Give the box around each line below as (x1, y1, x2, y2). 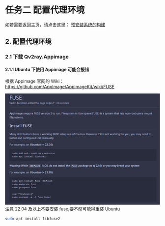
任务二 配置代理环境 (5, 4, 85, 16)
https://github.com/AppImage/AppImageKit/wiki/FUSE (5, 84, 114, 90)
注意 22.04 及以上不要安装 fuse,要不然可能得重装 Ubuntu (5, 206, 120, 212)
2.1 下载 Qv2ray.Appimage (5, 54, 69, 60)
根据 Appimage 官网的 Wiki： (5, 78, 64, 84)
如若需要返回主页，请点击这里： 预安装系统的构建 (5, 22, 106, 28)
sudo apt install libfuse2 (5, 216, 60, 221)
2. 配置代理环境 (5, 37, 52, 46)
